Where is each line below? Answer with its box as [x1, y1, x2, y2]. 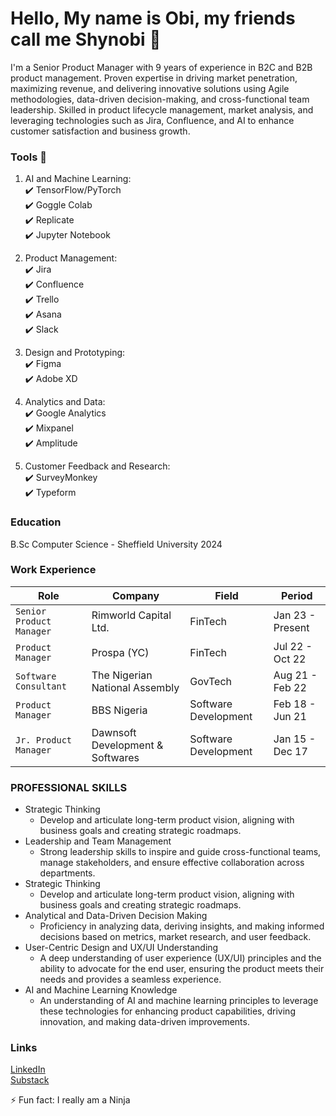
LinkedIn [10, 1063, 46, 1076]
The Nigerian [91, 668, 153, 682]
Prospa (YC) [91, 645, 150, 659]
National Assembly [91, 680, 180, 694]
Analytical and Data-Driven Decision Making [24, 910, 208, 922]
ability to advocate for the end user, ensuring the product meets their [39, 963, 325, 975]
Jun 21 [273, 709, 307, 723]
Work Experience [10, 563, 97, 577]
